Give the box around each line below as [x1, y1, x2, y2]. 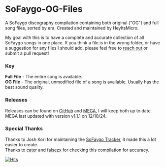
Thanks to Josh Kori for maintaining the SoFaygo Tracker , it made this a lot [5, 136, 156, 142]
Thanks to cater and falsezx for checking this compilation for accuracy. [5, 147, 149, 153]
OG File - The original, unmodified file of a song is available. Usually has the [5, 79, 159, 85]
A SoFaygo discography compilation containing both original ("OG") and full [5, 20, 159, 26]
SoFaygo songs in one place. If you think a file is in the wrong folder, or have [5, 39, 160, 45]
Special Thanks [5, 125, 43, 132]
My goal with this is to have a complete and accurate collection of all [5, 34, 144, 40]
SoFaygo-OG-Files [5, 3, 83, 15]
